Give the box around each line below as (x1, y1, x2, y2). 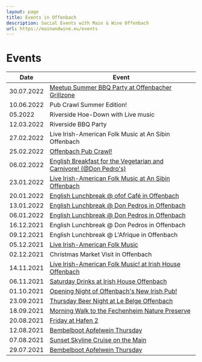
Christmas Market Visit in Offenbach (49, 250, 152, 259)
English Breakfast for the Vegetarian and (49, 157, 164, 165)
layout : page (6, 8, 39, 15)
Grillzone (49, 91, 75, 99)
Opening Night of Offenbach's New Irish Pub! (49, 287, 177, 295)
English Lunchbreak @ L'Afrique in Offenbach (49, 231, 178, 239)
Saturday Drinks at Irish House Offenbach (49, 277, 167, 286)
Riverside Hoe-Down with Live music (49, 111, 155, 119)
